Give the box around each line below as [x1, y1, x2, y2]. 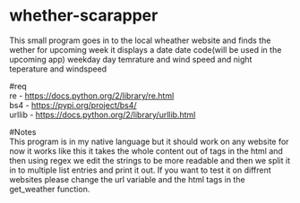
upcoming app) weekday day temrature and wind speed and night [9, 54, 253, 64]
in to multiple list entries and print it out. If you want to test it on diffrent [9, 165, 271, 175]
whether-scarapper [9, 5, 159, 26]
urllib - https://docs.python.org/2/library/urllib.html [9, 109, 196, 120]
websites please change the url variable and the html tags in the [9, 173, 245, 184]
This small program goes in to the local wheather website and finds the [9, 35, 271, 46]
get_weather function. [9, 183, 90, 194]
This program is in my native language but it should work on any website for [9, 136, 289, 147]
